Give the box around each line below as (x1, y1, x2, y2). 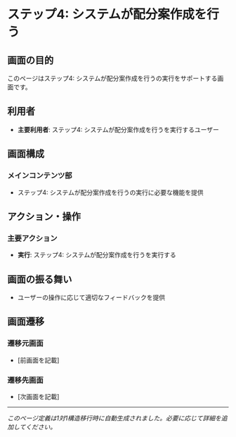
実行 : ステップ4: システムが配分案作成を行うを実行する (17, 251, 177, 259)
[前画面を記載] (17, 356, 60, 364)
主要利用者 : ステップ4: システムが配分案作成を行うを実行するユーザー (17, 125, 220, 133)
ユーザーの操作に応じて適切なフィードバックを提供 (17, 293, 166, 301)
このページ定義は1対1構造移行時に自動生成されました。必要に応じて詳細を (7, 414, 222, 422)
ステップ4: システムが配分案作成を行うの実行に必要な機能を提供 (17, 188, 204, 197)
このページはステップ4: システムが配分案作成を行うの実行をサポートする (7, 74, 218, 82)
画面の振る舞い (7, 273, 72, 285)
